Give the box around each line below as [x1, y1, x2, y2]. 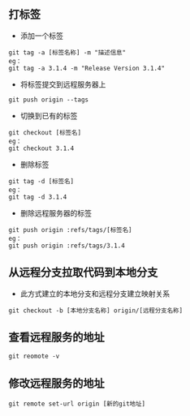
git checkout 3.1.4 [8, 144, 75, 152]
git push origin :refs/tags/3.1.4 [8, 242, 126, 250]
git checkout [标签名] [8, 128, 82, 136]
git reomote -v [8, 352, 60, 361]
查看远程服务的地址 [8, 331, 105, 345]
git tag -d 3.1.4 [8, 193, 67, 201]
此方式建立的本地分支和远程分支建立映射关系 [19, 289, 171, 298]
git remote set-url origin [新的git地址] [8, 400, 146, 408]
